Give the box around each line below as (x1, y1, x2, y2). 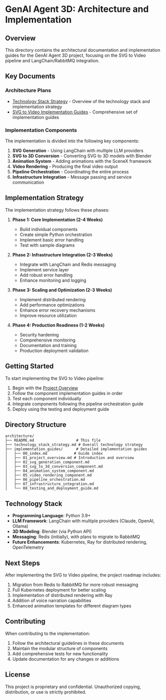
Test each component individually (12, 395, 82, 401)
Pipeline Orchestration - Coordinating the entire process (12, 168, 129, 175)
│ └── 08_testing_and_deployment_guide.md (5, 486, 99, 491)
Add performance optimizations (19, 302, 85, 308)
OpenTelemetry (12, 544, 44, 551)
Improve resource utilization (19, 312, 77, 318)
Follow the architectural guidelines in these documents (12, 640, 124, 646)
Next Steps (5, 559, 40, 567)
